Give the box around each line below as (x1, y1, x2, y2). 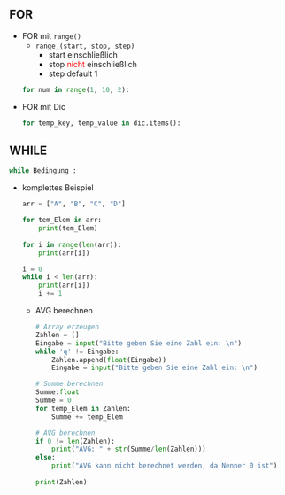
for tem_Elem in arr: (21, 216, 102, 225)
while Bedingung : (9, 166, 77, 175)
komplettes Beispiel (21, 182, 95, 193)
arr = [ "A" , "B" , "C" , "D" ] (21, 199, 127, 209)
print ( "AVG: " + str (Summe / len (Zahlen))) (51, 445, 206, 454)
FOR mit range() (21, 30, 82, 41)
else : (35, 453, 56, 462)
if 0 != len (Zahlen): (35, 437, 115, 445)
